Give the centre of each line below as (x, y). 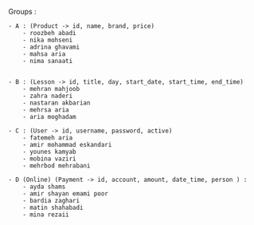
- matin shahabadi (53, 207)
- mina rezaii (46, 215)
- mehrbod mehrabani (57, 166)
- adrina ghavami (51, 47)
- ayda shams (44, 187)
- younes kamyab (50, 152)
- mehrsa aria (46, 110)
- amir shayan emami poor (66, 194)
